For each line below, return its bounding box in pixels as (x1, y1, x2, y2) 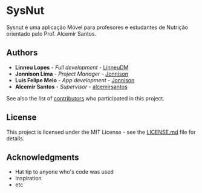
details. (6, 134, 25, 142)
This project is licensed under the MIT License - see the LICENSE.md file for (6, 128, 196, 136)
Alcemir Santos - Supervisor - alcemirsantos (15, 83, 128, 90)
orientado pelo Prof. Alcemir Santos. (6, 30, 97, 37)
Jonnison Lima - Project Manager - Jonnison (15, 70, 129, 77)
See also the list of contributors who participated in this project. (6, 94, 165, 102)
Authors (6, 48, 38, 58)
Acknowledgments (6, 152, 80, 162)
